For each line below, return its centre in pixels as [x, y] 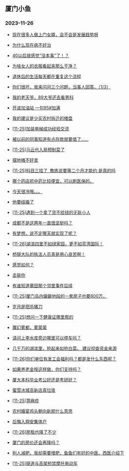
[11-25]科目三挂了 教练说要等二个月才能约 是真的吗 [64, 170]
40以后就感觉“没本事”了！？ [41, 55]
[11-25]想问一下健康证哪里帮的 [43, 317]
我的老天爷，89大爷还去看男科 [43, 97]
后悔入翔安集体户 [29, 421]
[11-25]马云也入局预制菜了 [39, 150]
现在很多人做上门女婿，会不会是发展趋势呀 [55, 34]
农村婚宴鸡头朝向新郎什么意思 [42, 411]
